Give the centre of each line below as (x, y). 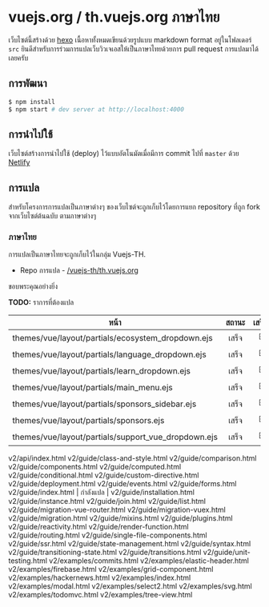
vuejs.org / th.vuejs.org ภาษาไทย (114, 17)
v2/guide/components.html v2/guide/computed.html (95, 467)
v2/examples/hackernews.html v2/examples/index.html (100, 578)
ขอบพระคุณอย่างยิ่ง (33, 286)
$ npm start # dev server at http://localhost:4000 (96, 109)
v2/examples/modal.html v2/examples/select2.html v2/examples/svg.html (130, 586)
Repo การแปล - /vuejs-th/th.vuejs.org (79, 270)
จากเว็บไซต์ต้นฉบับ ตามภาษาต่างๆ (52, 216)
